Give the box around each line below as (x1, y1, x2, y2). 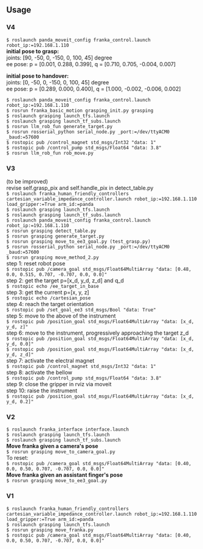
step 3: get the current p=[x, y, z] (6, 288, 89, 296)
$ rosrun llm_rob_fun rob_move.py (6, 150, 94, 156)
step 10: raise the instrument (6, 387, 78, 394)
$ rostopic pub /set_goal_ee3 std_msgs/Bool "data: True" (6, 307, 156, 313)
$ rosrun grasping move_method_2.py (6, 254, 99, 261)
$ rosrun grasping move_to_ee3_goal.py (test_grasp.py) (6, 238, 151, 245)
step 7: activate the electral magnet (6, 356, 95, 364)
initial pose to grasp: (6, 47, 60, 55)
